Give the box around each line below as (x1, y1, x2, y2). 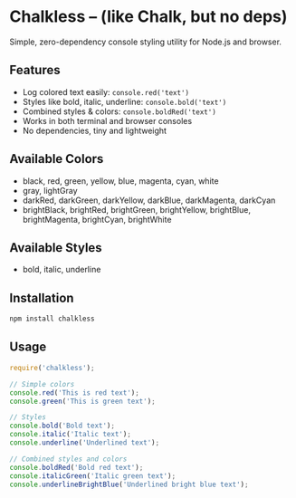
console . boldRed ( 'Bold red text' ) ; (9, 463, 144, 472)
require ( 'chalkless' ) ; (9, 363, 95, 372)
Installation (9, 290, 74, 305)
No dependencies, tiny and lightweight (22, 125, 167, 136)
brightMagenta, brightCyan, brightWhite (22, 214, 172, 225)
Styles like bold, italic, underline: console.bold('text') (22, 96, 227, 107)
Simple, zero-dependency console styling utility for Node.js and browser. (9, 36, 282, 47)
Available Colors (9, 151, 104, 167)
